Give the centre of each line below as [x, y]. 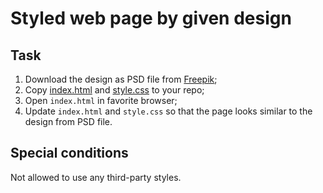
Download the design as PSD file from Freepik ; [121, 79]
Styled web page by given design [151, 18]
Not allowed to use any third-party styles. [96, 177]
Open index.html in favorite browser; [101, 100]
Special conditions [69, 153]
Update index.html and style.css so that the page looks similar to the [168, 111]
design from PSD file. [68, 121]
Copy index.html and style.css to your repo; [114, 90]
